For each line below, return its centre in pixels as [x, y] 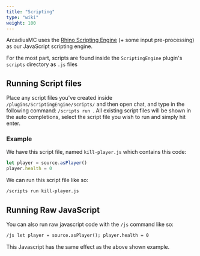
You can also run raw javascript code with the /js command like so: [90, 224]
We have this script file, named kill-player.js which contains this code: [96, 152]
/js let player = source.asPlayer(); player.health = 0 [77, 235]
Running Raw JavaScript [53, 210]
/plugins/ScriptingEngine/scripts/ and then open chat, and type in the [95, 104]
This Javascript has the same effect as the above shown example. [88, 246]
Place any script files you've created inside [59, 98]
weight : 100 [21, 23]
